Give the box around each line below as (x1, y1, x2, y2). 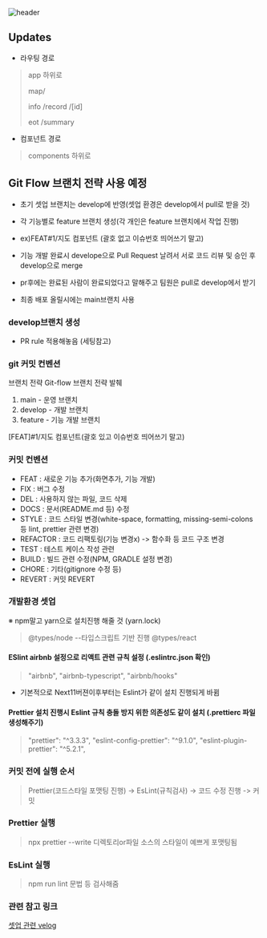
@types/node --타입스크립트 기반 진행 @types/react (27, 633, 197, 642)
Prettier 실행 (8, 818, 56, 829)
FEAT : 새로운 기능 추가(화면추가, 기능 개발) (19, 474, 156, 483)
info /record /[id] (27, 101, 83, 111)
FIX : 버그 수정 (19, 483, 66, 493)
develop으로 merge (19, 261, 83, 270)
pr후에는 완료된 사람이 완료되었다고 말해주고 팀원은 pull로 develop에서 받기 (19, 277, 257, 287)
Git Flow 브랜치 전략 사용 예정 (8, 176, 148, 190)
